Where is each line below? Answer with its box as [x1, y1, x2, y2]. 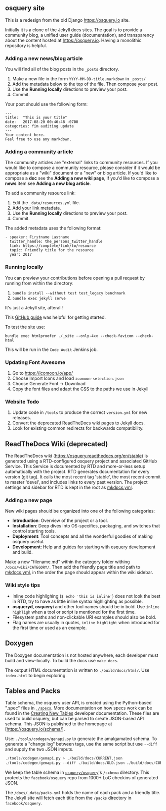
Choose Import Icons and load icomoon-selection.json [12, 375, 124, 381]
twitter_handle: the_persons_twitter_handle [9, 239, 103, 244]
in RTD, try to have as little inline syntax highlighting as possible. [12, 598, 143, 604]
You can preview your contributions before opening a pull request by [5, 275, 145, 281]
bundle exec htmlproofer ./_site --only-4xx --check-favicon [5, 333, 134, 339]
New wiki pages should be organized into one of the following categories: [5, 508, 155, 514]
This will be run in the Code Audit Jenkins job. [5, 347, 98, 352]
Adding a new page [5, 497, 53, 504]
